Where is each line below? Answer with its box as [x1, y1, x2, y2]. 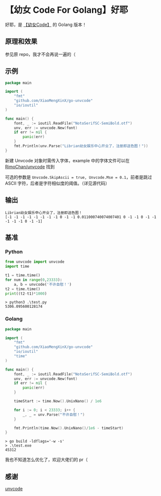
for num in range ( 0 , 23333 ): [5, 277, 63, 282]
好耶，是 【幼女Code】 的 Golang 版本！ [5, 22, 87, 27]
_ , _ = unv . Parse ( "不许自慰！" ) [23, 412, 85, 417]
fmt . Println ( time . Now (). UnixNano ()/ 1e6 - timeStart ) [14, 425, 124, 430]
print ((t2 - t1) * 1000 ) [5, 291, 47, 296]
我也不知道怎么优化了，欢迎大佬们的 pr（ [5, 457, 88, 463]
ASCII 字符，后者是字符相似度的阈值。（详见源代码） [5, 180, 110, 186]
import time [5, 264, 29, 269]
